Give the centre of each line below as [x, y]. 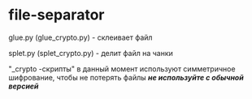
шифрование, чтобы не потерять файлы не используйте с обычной [126, 77]
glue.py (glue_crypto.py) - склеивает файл [80, 37]
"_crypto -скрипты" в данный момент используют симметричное [122, 69]
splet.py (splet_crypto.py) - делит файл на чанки [91, 53]
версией [24, 86]
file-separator [56, 15]
